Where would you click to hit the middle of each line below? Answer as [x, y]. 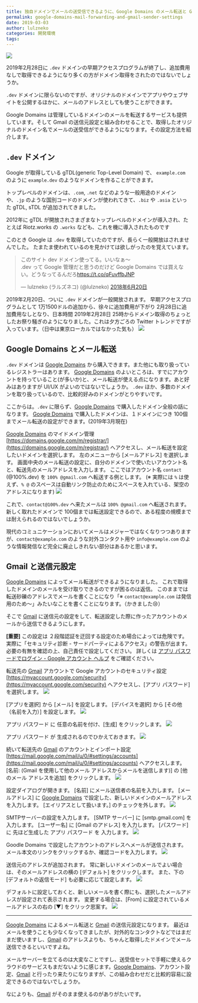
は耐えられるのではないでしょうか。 [50, 519]
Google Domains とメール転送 [61, 349]
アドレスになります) [30, 491]
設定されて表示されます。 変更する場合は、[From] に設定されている [103, 899]
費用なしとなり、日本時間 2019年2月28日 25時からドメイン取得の [91, 314]
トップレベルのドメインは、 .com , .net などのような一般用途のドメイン [91, 192]
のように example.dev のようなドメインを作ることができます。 [81, 180]
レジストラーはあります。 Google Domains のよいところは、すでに [92, 371]
